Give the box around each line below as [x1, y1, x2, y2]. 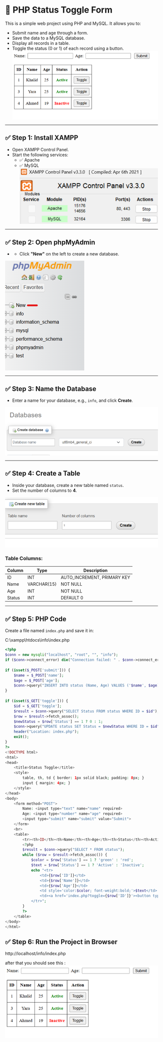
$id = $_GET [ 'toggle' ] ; [14, 703, 62, 708]
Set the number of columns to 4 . [12, 487, 77, 493]
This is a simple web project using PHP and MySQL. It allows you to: [5, 20, 141, 26]
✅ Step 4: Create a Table [5, 469, 81, 478]
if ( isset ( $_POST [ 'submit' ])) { [5, 667, 70, 673]
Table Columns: [5, 555, 43, 562]
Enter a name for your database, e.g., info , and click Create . [12, 397, 133, 403]
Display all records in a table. [12, 40, 70, 46]
